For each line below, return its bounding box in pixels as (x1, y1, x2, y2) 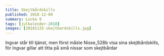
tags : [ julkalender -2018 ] (5, 21, 60, 26)
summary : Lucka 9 (5, 16, 42, 21)
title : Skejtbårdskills (5, 7, 56, 12)
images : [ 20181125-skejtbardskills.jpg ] (5, 26, 92, 31)
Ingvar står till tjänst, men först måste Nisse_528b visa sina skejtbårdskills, (5, 39, 160, 45)
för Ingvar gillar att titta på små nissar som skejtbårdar (5, 45, 118, 51)
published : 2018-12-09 (5, 12, 53, 17)
